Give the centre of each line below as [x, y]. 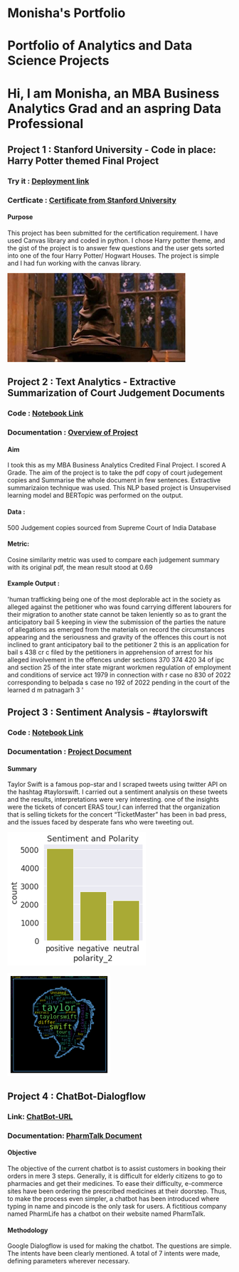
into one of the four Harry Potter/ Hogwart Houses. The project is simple [113, 255]
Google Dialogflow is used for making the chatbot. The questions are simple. [119, 1246]
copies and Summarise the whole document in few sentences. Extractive [114, 480]
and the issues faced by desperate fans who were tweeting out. [101, 822]
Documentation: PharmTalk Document [75, 1135]
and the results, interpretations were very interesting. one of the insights [113, 800]
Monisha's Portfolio [67, 13]
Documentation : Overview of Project [73, 433]
